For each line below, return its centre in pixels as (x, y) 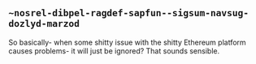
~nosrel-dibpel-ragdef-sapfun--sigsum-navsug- (129, 13)
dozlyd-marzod (44, 24)
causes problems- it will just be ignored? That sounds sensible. (114, 51)
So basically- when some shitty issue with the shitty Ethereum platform (127, 42)
